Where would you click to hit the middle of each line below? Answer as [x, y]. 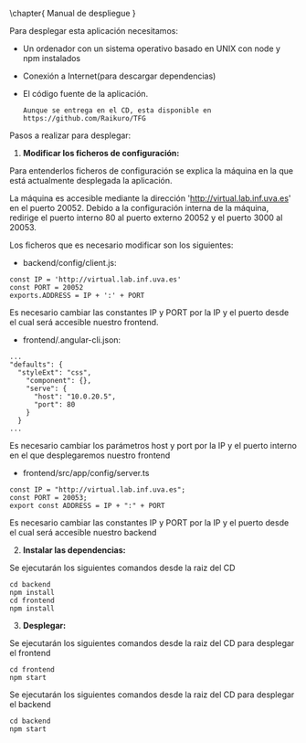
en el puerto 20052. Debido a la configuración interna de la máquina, [139, 208]
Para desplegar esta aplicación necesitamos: [94, 31]
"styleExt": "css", [55, 373]
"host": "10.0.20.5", [75, 397]
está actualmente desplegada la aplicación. [91, 180]
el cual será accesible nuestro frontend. [84, 322]
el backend [31, 704]
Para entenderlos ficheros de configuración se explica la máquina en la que [152, 171]
